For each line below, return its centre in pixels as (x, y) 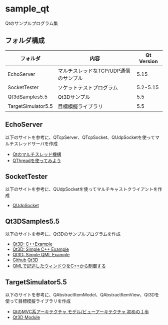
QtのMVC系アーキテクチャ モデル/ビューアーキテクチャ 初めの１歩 (80, 312)
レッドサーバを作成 (38, 143)
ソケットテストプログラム (88, 87)
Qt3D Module (26, 317)
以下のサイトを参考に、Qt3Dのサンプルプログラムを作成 (63, 234)
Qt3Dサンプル (74, 97)
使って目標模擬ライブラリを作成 (38, 301)
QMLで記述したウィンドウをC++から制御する (59, 266)
